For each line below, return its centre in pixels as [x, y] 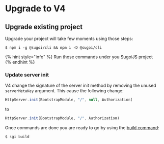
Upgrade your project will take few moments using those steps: [69, 38]
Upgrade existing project [44, 27]
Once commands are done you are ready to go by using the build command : [82, 128]
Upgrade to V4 [35, 9]
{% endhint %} [20, 62]
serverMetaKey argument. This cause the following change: [64, 91]
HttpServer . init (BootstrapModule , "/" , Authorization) [62, 118]
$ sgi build [17, 137]
